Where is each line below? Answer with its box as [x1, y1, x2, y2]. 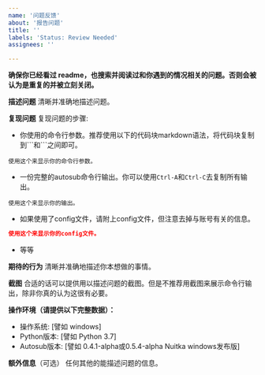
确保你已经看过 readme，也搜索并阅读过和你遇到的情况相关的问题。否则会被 [8, 70, 257, 80]
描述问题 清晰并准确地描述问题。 [8, 97, 114, 106]
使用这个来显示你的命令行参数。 [8, 158, 97, 165]
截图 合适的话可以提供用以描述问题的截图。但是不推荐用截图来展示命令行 [8, 279, 245, 288]
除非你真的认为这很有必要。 [21, 288, 112, 298]
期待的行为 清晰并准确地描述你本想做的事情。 [8, 262, 155, 271]
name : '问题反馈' [8, 11, 61, 20]
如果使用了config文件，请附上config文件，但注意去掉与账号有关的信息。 [19, 214, 255, 224]
